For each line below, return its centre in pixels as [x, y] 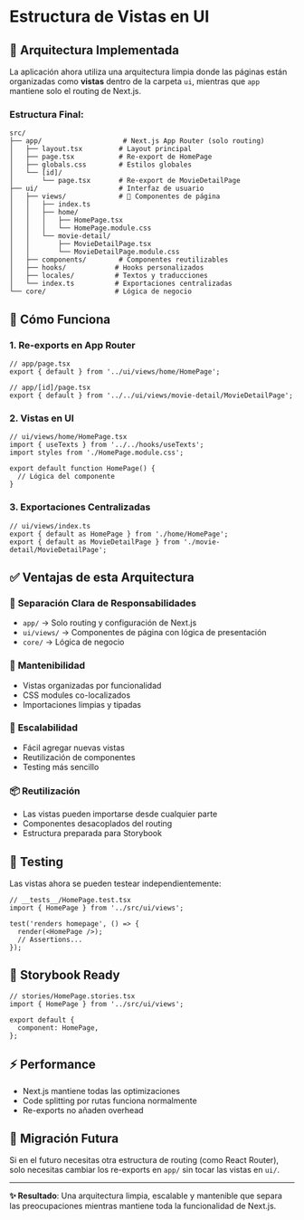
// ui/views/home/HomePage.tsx [68, 437]
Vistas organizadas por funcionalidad [92, 685]
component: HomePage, [58, 1028]
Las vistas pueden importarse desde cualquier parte [120, 814]
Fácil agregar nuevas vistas [73, 748]
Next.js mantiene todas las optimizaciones [101, 1091]
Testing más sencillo [61, 767]
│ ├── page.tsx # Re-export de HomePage [111, 157]
